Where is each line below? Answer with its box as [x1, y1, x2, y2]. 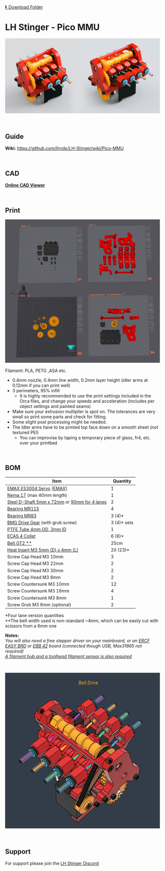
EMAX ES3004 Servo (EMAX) [7, 485, 68, 491]
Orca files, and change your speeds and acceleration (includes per [19, 398, 155, 404]
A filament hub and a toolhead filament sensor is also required [5, 653, 132, 659]
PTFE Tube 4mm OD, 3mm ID [7, 527, 67, 532]
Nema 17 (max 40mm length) [7, 492, 67, 498]
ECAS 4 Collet [7, 533, 36, 539]
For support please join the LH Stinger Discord [5, 861, 99, 867]
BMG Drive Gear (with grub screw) [7, 519, 77, 526]
